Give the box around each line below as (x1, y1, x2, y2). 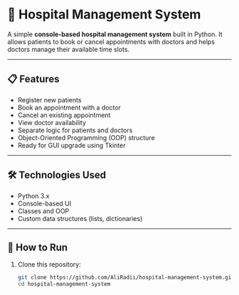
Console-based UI (17, 199, 72, 208)
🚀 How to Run (7, 241, 68, 253)
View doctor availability (17, 118, 87, 127)
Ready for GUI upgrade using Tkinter (17, 141, 126, 149)
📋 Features (7, 73, 60, 85)
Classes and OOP (17, 206, 70, 215)
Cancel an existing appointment (17, 110, 111, 119)
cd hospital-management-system (17, 281, 111, 288)
